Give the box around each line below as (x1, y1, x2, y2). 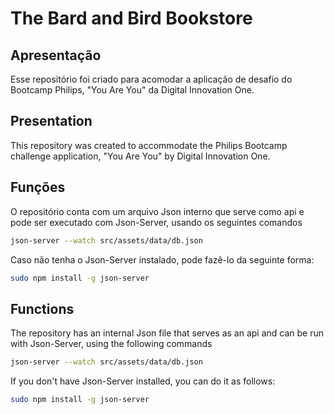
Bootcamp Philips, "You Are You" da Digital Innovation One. (10, 84, 255, 96)
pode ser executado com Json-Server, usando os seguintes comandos (10, 216, 303, 228)
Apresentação (10, 47, 102, 64)
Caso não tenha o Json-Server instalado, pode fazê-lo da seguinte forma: (10, 253, 315, 266)
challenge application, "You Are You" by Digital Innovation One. (10, 150, 271, 162)
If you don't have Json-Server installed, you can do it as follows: (10, 375, 276, 387)
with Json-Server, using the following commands (10, 338, 213, 350)
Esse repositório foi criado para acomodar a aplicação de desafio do (10, 73, 293, 85)
